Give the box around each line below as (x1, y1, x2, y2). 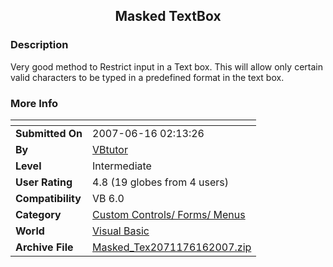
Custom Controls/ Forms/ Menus (92, 207, 246, 221)
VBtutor (92, 142, 128, 156)
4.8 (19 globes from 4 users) (92, 175, 230, 189)
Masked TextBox (114, 8, 222, 25)
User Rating (15, 175, 73, 189)
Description (10, 38, 69, 52)
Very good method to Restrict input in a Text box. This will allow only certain (10, 60, 323, 73)
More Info (10, 96, 59, 110)
